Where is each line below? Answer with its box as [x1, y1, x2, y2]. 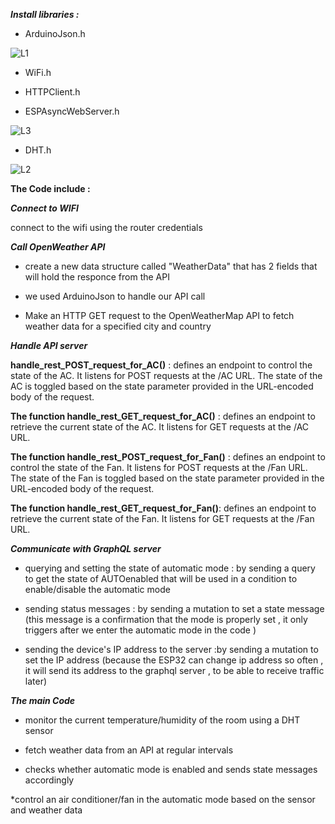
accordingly [24, 774, 75, 786]
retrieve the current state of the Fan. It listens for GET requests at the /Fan [10, 513, 315, 524]
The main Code [10, 695, 76, 706]
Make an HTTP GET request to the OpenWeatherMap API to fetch [24, 310, 295, 321]
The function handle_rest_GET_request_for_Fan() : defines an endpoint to [10, 502, 317, 514]
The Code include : [10, 183, 91, 194]
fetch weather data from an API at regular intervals [24, 744, 234, 756]
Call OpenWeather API [10, 241, 106, 253]
